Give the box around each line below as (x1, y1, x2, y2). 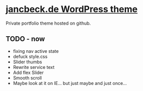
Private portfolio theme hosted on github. (6, 20, 91, 26)
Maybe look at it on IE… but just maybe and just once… (13, 80, 127, 86)
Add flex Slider (13, 69, 44, 75)
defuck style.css (13, 53, 48, 59)
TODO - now (6, 35, 45, 43)
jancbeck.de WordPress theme (6, 4, 138, 15)
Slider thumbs (13, 59, 42, 65)
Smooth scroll (13, 74, 42, 81)
